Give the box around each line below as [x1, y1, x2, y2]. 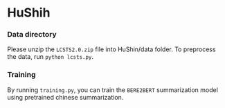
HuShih [7, 5, 51, 21]
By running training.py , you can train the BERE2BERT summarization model [7, 85, 218, 94]
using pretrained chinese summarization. [7, 93, 124, 101]
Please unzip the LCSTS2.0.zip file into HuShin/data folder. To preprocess [7, 45, 216, 53]
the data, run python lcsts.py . [7, 53, 94, 61]
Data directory [7, 30, 57, 39]
